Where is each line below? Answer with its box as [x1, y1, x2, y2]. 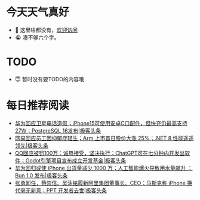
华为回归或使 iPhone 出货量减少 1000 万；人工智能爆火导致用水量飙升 [14, 164, 186, 171]
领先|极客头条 [14, 141, 49, 149]
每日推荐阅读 [6, 99, 70, 112]
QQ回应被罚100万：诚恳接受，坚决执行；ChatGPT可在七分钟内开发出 [14, 149, 185, 156]
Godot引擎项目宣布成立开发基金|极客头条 [25, 156, 127, 164]
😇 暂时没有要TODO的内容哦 [14, 75, 85, 82]
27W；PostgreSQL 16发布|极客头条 [14, 127, 101, 134]
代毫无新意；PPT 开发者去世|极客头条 [14, 186, 107, 194]
